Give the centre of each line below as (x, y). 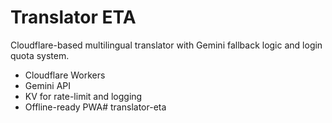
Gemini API (48, 85)
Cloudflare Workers (65, 75)
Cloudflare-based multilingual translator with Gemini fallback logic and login (166, 45)
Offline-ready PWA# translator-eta (95, 107)
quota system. (40, 55)
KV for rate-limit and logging (83, 96)
